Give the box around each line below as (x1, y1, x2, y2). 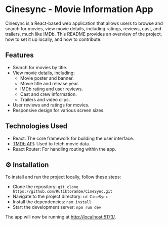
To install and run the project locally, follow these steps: (5, 174, 121, 180)
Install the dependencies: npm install (12, 199, 92, 205)
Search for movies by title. (12, 64, 67, 70)
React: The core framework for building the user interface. (12, 135, 134, 141)
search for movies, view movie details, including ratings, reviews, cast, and (5, 25, 161, 31)
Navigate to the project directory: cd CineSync (12, 193, 108, 200)
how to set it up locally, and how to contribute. (5, 36, 102, 42)
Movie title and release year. (20, 80, 79, 86)
